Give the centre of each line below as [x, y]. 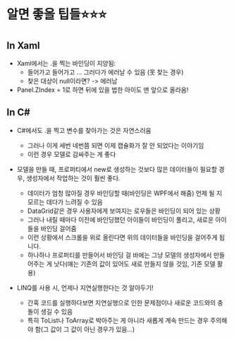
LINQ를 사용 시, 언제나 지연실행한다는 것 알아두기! [85, 288]
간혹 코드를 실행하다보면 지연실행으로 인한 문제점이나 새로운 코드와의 [122, 303]
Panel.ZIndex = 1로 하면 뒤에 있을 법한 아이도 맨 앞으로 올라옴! [103, 90]
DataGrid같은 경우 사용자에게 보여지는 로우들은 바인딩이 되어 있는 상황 [124, 211]
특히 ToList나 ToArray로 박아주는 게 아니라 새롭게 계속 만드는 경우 [118, 320]
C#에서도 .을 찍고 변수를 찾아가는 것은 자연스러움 [84, 130]
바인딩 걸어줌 [58, 228]
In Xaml [23, 46]
